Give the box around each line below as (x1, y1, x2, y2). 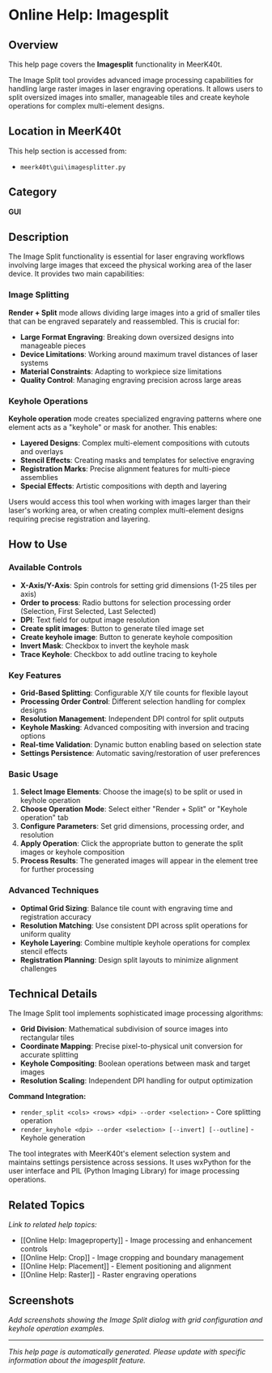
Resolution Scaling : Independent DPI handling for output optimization (19, 1076, 253, 1086)
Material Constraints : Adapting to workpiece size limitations (19, 367, 223, 376)
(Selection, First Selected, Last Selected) (19, 606, 156, 616)
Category (8, 185, 57, 200)
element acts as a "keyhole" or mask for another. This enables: (8, 423, 218, 432)
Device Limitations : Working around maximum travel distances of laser (19, 349, 258, 358)
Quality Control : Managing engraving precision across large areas (19, 375, 242, 384)
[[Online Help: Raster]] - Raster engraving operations (19, 1270, 197, 1280)
